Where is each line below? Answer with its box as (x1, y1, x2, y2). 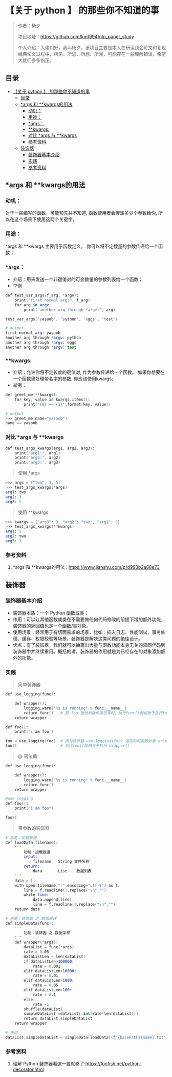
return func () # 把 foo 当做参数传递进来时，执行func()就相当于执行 (24, 710, 163, 715)
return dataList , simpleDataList (24, 1016, 93, 1021)
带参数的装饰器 (17, 825, 50, 831)
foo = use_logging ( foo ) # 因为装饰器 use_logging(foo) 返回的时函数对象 (5, 739, 156, 744)
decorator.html (12, 1066, 44, 1072)
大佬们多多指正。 (17, 57, 54, 63)
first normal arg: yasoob (5, 330, 60, 336)
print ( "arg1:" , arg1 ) (14, 450, 60, 455)
